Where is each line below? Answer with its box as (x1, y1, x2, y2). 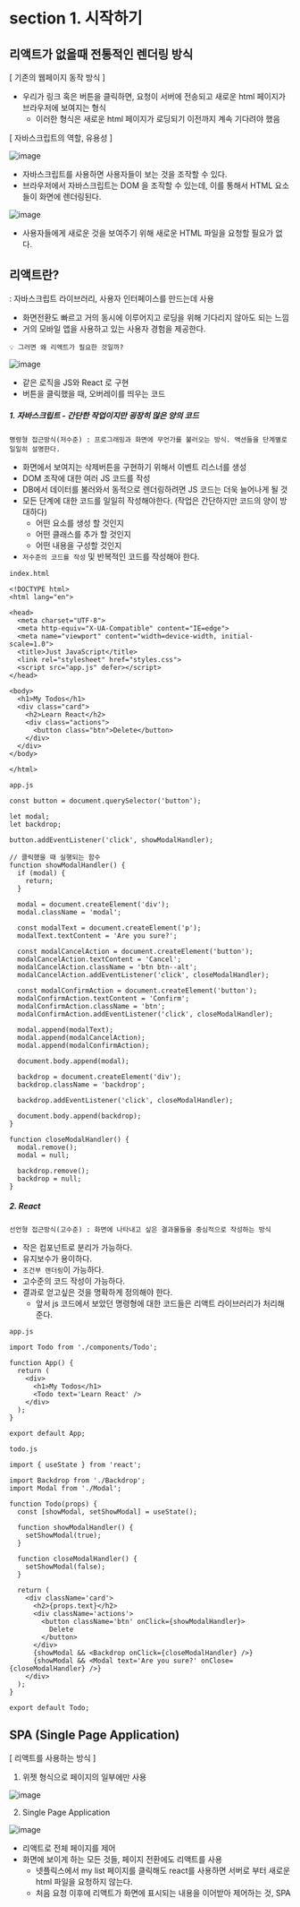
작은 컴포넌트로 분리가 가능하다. (21, 1241, 132, 1252)
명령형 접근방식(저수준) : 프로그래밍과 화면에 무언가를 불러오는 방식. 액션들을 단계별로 (9, 435, 287, 444)
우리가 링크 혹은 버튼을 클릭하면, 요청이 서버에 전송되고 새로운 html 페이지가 (21, 91, 286, 101)
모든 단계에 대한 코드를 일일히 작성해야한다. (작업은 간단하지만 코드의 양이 (21, 494, 279, 506)
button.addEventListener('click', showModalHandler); (9, 835, 214, 845)
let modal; (9, 812, 50, 820)
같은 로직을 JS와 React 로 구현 (21, 377, 129, 388)
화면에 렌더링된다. (38, 192, 102, 202)
